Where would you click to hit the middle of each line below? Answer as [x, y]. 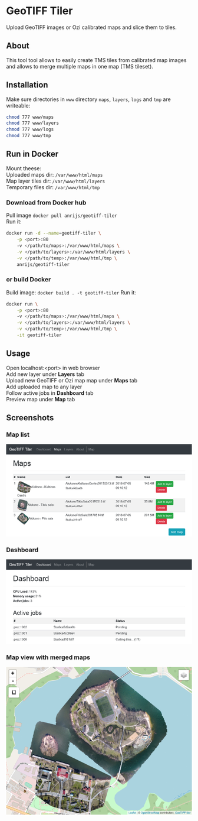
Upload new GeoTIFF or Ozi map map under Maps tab [72, 380]
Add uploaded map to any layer [44, 387]
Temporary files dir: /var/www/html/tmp [53, 187]
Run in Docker [32, 154]
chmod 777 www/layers [33, 123]
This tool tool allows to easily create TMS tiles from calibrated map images [96, 60]
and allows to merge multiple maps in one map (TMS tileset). [80, 66]
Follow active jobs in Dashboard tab [50, 393]
